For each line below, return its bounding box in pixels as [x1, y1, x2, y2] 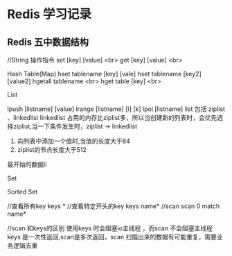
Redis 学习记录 [7, 6, 92, 22]
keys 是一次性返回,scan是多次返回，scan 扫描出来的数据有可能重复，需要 [7, 233, 217, 241]
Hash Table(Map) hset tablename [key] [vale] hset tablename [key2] [7, 70, 202, 78]
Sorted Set [7, 188, 38, 196]
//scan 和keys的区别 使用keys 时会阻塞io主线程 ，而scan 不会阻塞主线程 [7, 224, 213, 232]
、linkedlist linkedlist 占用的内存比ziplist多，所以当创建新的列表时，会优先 [7, 114, 217, 121]
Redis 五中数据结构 [7, 36, 89, 48]
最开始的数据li [7, 160, 47, 169]
